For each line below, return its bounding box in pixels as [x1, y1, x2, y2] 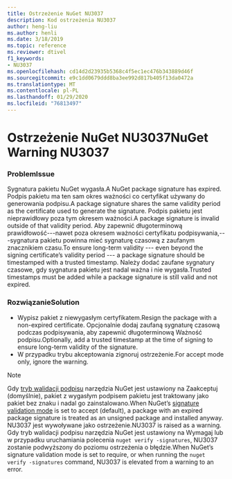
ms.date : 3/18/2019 [7, 36, 64, 43]
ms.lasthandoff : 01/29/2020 [7, 94, 89, 101]
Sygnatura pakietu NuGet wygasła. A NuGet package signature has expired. [7, 185, 222, 194]
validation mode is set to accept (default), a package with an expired [7, 406, 203, 415]
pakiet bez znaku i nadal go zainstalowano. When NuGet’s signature [7, 399, 199, 407]
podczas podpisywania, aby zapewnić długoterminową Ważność [17, 328, 203, 336]
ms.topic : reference [7, 42, 67, 49]
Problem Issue [7, 169, 55, 178]
